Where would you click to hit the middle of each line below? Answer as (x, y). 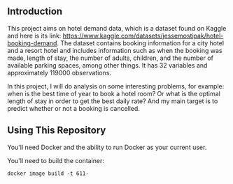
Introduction (35, 11)
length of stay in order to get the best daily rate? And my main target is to (113, 101)
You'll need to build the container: (56, 160)
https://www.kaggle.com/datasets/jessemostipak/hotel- (143, 36)
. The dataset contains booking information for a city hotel (141, 43)
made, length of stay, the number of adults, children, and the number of (110, 58)
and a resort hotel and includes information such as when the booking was (115, 50)
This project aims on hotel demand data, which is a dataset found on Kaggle (117, 28)
